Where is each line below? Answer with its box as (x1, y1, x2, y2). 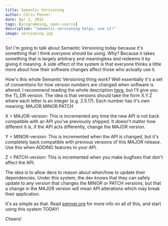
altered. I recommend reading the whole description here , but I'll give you (5, 87, 158, 93)
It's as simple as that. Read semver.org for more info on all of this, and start (5, 201, 161, 207)
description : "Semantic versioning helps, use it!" (5, 26, 116, 31)
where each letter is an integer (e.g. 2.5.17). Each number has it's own (5, 98, 150, 104)
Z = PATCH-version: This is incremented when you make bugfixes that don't (5, 154, 163, 160)
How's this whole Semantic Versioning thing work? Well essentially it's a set (5, 77, 163, 82)
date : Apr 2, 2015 (5, 17, 44, 22)
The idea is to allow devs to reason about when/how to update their (5, 169, 145, 175)
